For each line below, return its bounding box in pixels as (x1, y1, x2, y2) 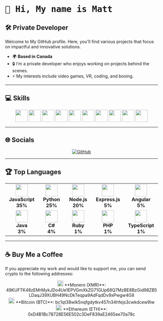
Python (43, 196, 61, 203)
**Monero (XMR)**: (64, 282, 106, 288)
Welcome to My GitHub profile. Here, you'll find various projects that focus (5, 39, 154, 45)
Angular (131, 196, 151, 203)
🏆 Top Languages (5, 168, 62, 176)
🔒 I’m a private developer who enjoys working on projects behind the (12, 61, 149, 66)
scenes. (12, 68, 28, 74)
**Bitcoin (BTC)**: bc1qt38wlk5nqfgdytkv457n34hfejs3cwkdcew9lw (16, 299, 155, 305)
